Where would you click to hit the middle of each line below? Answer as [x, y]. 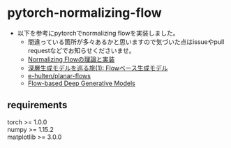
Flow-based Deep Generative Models [82, 83]
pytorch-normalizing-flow [84, 13]
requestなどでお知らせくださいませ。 [81, 50]
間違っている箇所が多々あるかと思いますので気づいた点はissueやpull [126, 42]
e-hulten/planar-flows [59, 75]
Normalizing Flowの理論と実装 [71, 59]
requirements [37, 105]
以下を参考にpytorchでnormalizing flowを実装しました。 [98, 33]
